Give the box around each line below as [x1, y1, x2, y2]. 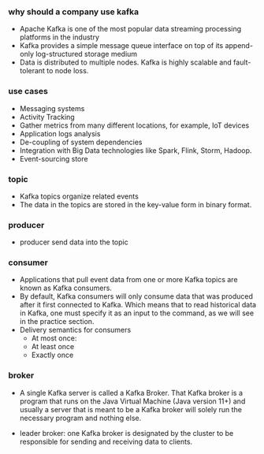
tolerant [19, 66, 46, 76]
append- [225, 41, 254, 50]
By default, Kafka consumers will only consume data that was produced [19, 292, 254, 301]
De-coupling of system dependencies [19, 137, 143, 147]
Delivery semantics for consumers [19, 326, 132, 335]
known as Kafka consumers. [19, 283, 113, 293]
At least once [31, 342, 75, 352]
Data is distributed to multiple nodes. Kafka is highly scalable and [19, 58, 232, 67]
